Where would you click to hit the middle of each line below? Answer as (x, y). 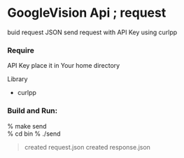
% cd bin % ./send (34, 134)
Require (21, 50)
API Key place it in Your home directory (64, 66)
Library (17, 79)
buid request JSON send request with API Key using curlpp (92, 32)
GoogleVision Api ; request (87, 13)
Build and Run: (33, 111)
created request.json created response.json (87, 147)
